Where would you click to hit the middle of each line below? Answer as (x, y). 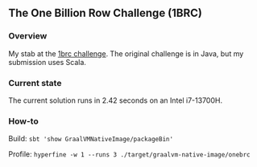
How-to (23, 121)
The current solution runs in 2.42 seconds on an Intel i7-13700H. (116, 100)
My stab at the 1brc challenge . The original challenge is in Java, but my (126, 53)
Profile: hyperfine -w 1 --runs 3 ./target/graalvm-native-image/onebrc (130, 154)
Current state (35, 83)
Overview (28, 36)
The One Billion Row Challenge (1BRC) (106, 13)
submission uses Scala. (48, 62)
